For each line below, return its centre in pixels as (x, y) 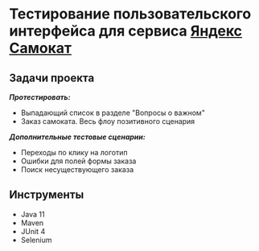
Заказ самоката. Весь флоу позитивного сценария (108, 121)
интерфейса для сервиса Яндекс (126, 31)
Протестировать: (40, 97)
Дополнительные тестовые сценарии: (77, 137)
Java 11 (33, 214)
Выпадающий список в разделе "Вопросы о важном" (113, 113)
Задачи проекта (52, 78)
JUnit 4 (33, 231)
